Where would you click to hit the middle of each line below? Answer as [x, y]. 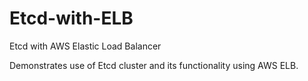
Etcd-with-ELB [71, 18]
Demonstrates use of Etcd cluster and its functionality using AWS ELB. [154, 65]
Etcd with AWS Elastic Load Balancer [85, 46]
